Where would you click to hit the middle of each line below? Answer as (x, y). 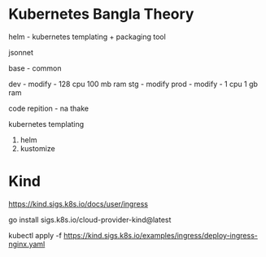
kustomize (37, 148)
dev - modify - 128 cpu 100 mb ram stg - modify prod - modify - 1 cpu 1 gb (133, 84)
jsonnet (21, 52)
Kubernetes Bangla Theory (101, 14)
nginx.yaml (27, 244)
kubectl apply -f (35, 235)
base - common (35, 68)
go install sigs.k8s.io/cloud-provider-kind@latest (90, 220)
